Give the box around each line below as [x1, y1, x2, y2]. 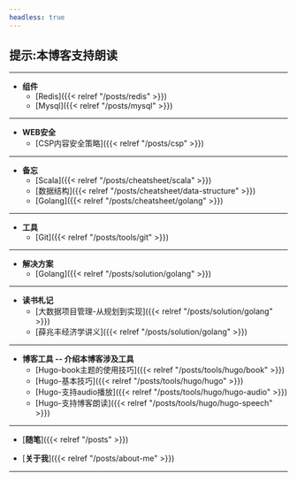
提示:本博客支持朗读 [9, 48, 118, 63]
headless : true [9, 12, 65, 22]
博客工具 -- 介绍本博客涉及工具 [21, 354, 134, 364]
